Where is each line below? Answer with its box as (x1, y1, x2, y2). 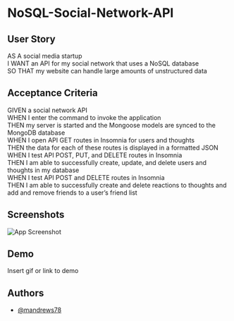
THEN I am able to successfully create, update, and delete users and (7, 158, 207, 166)
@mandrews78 (17, 305, 62, 315)
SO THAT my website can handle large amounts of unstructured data (7, 67, 208, 75)
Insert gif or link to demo (7, 267, 79, 275)
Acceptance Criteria (7, 87, 98, 99)
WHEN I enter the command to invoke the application (7, 113, 161, 121)
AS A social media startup (7, 52, 82, 60)
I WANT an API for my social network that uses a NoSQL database (7, 59, 199, 68)
